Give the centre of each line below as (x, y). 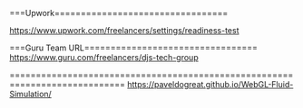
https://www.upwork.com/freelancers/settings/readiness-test (124, 30)
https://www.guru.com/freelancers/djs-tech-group (104, 57)
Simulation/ (30, 94)
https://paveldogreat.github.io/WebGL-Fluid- (210, 84)
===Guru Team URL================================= (134, 48)
